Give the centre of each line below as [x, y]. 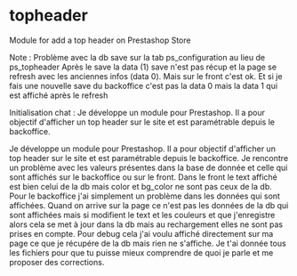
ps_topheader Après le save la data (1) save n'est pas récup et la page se [143, 67]
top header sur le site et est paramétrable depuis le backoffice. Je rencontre [149, 158]
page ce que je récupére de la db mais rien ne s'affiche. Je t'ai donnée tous [148, 243]
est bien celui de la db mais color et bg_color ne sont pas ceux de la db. [141, 186]
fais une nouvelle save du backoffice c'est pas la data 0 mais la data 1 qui [144, 85]
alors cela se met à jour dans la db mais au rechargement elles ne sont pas [146, 224]
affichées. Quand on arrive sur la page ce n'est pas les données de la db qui [149, 205]
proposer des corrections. [57, 262]
